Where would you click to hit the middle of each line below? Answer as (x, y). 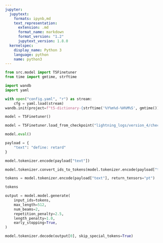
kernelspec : (22, 46)
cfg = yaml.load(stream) (39, 103)
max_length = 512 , (30, 205)
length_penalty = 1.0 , (34, 218)
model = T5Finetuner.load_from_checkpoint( (50, 126)
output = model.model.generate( (38, 196)
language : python (31, 55)
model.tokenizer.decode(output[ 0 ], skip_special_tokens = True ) (69, 236)
